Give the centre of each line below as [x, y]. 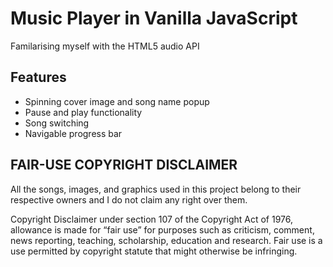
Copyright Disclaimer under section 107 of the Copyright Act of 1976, [152, 219]
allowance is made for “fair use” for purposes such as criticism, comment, [162, 229]
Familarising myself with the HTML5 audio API [105, 46]
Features [38, 77]
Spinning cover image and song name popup [117, 101]
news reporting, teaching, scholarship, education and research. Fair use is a [166, 240]
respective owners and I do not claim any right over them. [129, 199]
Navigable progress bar [73, 133]
